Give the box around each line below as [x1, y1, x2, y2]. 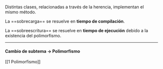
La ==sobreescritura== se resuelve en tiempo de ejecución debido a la [5, 28, 148, 33]
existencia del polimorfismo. [5, 33, 62, 38]
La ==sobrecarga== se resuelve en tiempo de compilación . [5, 19, 125, 24]
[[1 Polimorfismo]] [5, 59, 41, 65]
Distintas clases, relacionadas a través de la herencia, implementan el [5, 4, 144, 10]
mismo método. [5, 9, 36, 15]
